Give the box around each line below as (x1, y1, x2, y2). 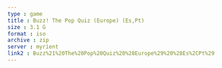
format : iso (7, 30, 46, 38)
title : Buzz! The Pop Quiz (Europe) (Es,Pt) (7, 17, 144, 24)
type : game (7, 10, 43, 18)
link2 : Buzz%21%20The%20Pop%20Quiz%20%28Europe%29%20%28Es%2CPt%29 (7, 50, 215, 57)
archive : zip (7, 37, 50, 44)
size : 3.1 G (7, 23, 46, 30)
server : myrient (7, 43, 59, 50)
